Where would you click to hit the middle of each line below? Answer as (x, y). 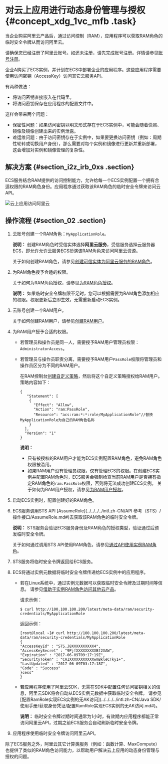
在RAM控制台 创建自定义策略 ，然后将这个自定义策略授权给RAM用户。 (91, 376)
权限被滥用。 (40, 464)
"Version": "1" (40, 433)
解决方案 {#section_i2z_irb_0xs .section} (70, 167)
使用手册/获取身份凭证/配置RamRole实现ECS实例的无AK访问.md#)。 (90, 705)
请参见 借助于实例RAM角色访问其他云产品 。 (74, 589)
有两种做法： (18, 86)
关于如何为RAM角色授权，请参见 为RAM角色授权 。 (64, 282)
